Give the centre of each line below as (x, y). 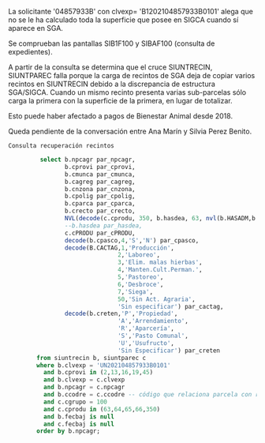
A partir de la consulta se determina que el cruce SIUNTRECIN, (110, 67)
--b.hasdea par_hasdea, (104, 225)
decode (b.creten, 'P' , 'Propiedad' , (121, 314)
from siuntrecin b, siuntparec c (91, 358)
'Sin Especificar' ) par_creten (169, 351)
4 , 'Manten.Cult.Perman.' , (160, 270)
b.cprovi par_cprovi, (100, 167)
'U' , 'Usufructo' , (146, 343)
